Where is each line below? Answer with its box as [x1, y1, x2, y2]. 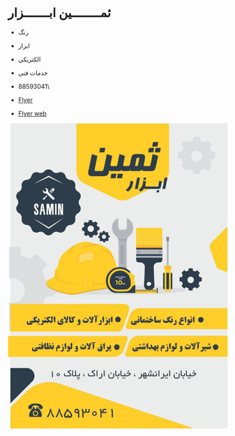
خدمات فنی [17, 68, 48, 77]
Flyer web [17, 109, 47, 117]
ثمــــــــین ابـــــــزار [8, 5, 111, 21]
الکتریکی [17, 54, 41, 64]
